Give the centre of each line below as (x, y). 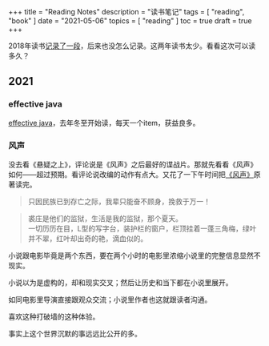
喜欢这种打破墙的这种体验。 (54, 316)
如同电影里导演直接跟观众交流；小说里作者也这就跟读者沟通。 (110, 300)
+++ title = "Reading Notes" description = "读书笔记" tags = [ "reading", (126, 12)
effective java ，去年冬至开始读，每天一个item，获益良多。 (104, 123)
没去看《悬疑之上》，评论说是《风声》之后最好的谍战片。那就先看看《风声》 (133, 164)
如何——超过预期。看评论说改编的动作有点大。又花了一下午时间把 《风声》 (131, 174)
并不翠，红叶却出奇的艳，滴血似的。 (88, 238)
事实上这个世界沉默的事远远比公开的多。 (75, 333)
